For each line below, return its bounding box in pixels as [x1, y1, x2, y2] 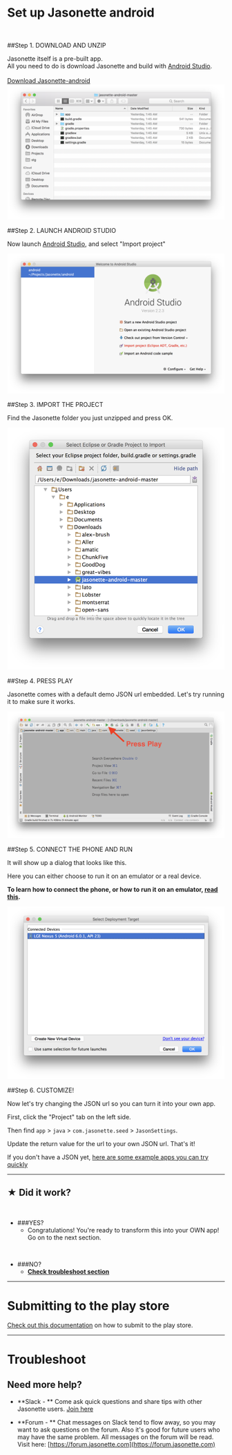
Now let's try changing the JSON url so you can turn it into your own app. [7, 1099, 216, 1107]
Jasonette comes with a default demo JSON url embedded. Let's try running [7, 690, 224, 698]
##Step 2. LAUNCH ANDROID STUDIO [7, 226, 116, 234]
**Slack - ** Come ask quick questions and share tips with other [17, 1397, 202, 1405]
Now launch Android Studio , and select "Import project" [7, 240, 166, 248]
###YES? [17, 1218, 44, 1227]
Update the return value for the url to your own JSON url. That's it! [7, 1139, 195, 1148]
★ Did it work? [7, 1187, 71, 1199]
